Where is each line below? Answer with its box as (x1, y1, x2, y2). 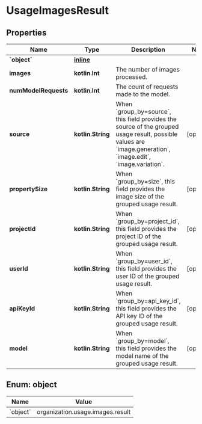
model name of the (115, 352, 169, 360)
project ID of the (115, 232, 162, 241)
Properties (6, 28, 47, 38)
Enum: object (6, 379, 57, 390)
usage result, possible (115, 130, 178, 138)
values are (115, 138, 145, 146)
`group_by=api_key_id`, (115, 297, 182, 305)
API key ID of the (115, 312, 163, 320)
